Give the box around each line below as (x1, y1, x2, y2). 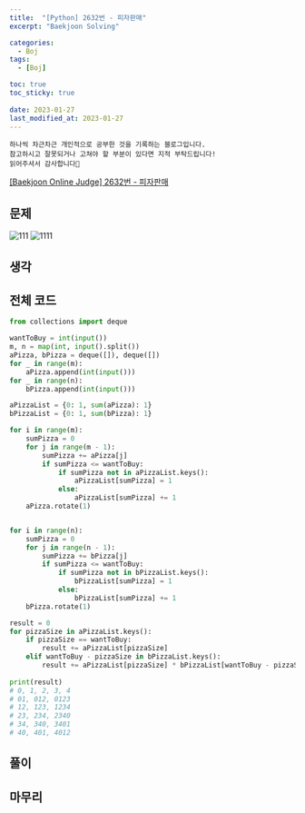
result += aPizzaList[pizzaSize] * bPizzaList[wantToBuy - (42, 660, 271, 670)
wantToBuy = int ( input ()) (9, 333, 107, 343)
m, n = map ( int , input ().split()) (9, 342, 141, 352)
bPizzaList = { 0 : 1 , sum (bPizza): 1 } (9, 410, 152, 419)
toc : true (9, 80, 47, 89)
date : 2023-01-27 (9, 105, 75, 114)
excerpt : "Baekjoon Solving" (9, 22, 120, 31)
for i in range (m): (9, 426, 84, 435)
